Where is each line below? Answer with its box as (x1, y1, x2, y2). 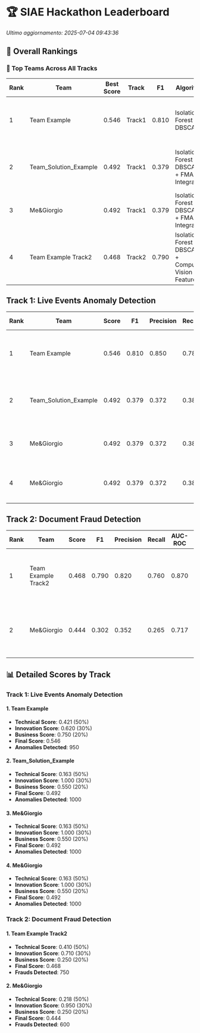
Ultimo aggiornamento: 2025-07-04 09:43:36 (6, 29, 119, 36)
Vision (174, 268, 192, 276)
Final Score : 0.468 (14, 962, 61, 969)
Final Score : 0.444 (14, 1015, 61, 1022)
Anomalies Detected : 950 (14, 743, 79, 750)
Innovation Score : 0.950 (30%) (14, 1001, 92, 1009)
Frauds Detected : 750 (14, 969, 70, 976)
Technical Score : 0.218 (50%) (14, 995, 89, 1003)
